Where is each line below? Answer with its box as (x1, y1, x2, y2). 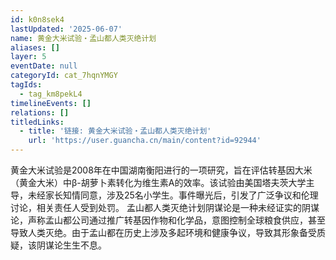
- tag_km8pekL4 (19, 89, 83, 99)
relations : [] (10, 107, 70, 118)
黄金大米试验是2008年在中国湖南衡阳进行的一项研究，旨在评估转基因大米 (10, 164, 313, 176)
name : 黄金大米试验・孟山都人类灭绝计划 (10, 33, 157, 43)
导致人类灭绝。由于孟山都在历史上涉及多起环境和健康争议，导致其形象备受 (10, 227, 317, 238)
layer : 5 (10, 52, 47, 62)
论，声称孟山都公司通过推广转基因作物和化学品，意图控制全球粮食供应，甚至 (10, 214, 326, 226)
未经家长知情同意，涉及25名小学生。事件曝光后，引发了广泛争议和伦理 (27, 189, 319, 201)
